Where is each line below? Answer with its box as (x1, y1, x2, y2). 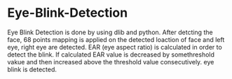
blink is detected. (7, 65, 57, 73)
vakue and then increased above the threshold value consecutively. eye (7, 57, 214, 66)
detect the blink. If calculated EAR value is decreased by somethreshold (7, 50, 215, 59)
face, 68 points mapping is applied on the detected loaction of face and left (7, 35, 225, 43)
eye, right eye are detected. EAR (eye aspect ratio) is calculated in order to (7, 43, 222, 51)
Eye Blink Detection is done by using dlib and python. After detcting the (7, 28, 213, 36)
